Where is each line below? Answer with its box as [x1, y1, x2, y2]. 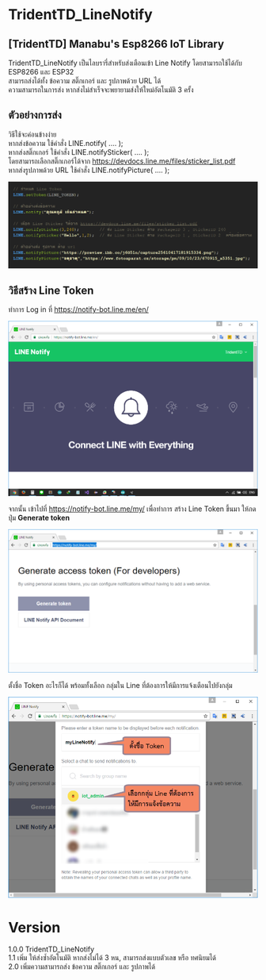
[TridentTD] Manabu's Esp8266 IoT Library [8, 37, 224, 51]
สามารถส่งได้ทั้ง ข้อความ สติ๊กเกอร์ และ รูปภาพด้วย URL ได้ [8, 76, 161, 85]
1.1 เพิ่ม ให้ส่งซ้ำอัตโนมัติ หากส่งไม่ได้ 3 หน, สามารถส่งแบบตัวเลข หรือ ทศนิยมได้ [8, 953, 216, 963]
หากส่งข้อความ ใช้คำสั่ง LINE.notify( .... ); [8, 138, 124, 148]
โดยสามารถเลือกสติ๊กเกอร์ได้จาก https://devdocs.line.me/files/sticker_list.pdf [8, 156, 236, 166]
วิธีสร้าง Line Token [8, 283, 94, 297]
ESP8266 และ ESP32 [8, 67, 74, 76]
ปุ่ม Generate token [8, 513, 70, 523]
